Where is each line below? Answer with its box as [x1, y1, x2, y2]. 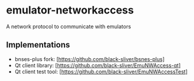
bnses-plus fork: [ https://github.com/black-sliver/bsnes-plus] [14, 55, 165, 62]
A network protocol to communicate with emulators [6, 23, 131, 30]
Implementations [6, 40, 70, 50]
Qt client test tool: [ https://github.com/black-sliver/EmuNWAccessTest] [14, 68, 188, 75]
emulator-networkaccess [6, 4, 134, 17]
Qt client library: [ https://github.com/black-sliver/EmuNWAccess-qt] [14, 62, 181, 69]
